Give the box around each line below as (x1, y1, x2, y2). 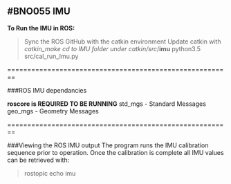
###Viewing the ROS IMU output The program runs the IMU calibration (7, 141, 209, 149)
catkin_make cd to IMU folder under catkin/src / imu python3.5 (24, 44, 201, 53)
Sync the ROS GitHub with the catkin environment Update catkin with (24, 37, 221, 46)
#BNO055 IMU (7, 6, 71, 17)
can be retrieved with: (7, 156, 70, 164)
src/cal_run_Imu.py (24, 52, 79, 60)
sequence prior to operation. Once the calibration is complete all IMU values (7, 148, 224, 156)
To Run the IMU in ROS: (7, 24, 75, 32)
